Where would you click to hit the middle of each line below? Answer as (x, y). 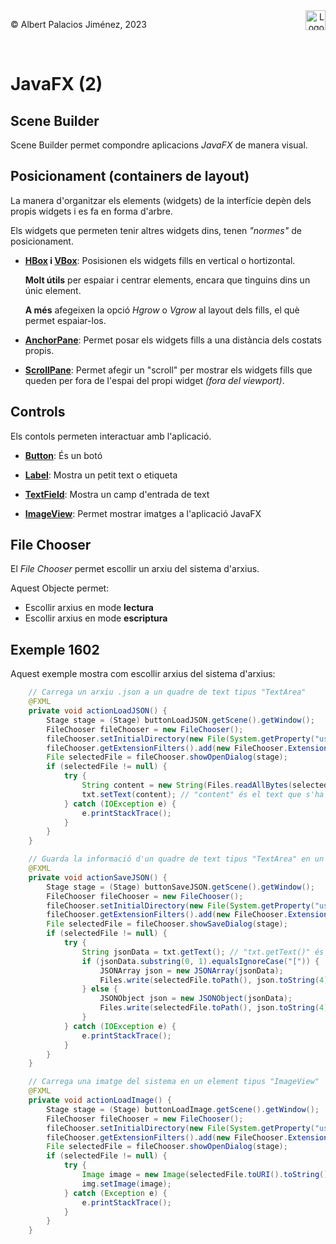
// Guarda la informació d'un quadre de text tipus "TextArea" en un (176, 859)
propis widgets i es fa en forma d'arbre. (91, 211)
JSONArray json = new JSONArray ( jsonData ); (191, 970)
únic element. (53, 290)
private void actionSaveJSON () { (98, 877)
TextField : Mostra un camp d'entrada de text (117, 494)
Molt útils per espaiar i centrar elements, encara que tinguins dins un (167, 280)
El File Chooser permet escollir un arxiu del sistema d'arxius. (135, 569)
